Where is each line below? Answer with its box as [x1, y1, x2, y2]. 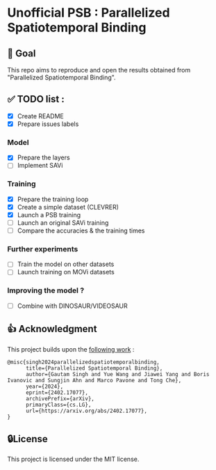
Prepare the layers [17, 153, 71, 162]
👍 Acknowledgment [7, 323, 97, 335]
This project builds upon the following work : [7, 345, 135, 353]
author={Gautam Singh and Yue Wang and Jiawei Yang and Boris [25, 370, 210, 377]
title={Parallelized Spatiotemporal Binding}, [25, 364, 163, 372]
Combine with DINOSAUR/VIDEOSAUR [17, 301, 128, 310]
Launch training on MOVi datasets [17, 268, 115, 276]
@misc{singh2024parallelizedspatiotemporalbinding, [7, 359, 160, 366]
